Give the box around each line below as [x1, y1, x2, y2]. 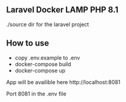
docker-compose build [14, 60, 71, 68]
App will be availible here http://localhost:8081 [6, 78, 121, 86]
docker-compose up [14, 67, 66, 74]
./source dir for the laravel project [6, 20, 89, 28]
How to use [6, 38, 49, 49]
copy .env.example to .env [14, 54, 80, 61]
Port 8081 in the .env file [6, 90, 67, 97]
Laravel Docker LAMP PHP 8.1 [6, 5, 119, 15]
